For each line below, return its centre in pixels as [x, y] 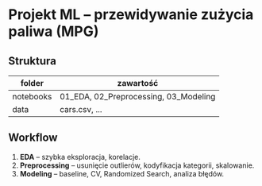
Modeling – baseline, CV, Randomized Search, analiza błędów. [122, 173]
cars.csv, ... [81, 109]
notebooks [32, 97]
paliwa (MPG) [54, 31]
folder [32, 83]
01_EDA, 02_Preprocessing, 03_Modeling [137, 97]
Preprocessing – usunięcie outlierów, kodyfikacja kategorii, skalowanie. [137, 165]
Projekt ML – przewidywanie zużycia [131, 15]
